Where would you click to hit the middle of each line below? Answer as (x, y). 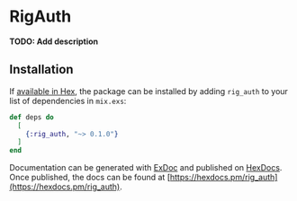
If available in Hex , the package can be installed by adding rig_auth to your (148, 91)
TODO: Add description (54, 41)
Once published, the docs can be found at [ (90, 178)
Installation (41, 70)
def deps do (31, 117)
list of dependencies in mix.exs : (68, 100)
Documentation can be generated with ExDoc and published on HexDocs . (146, 168)
